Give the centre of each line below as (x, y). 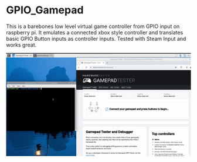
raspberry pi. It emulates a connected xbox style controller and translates (95, 32)
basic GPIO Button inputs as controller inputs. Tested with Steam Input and (96, 38)
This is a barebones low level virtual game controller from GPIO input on (93, 26)
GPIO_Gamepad (45, 10)
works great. (21, 45)
